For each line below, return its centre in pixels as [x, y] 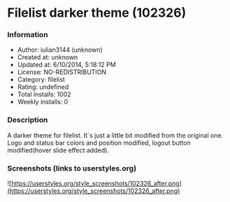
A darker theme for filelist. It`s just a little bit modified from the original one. [115, 135]
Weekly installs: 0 [43, 102]
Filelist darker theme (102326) [97, 13]
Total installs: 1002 [44, 94]
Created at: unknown [48, 57]
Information [28, 35]
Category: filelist [41, 80]
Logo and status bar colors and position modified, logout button [99, 143]
